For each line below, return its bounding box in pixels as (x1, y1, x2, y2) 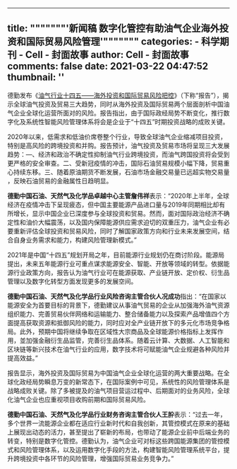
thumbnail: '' (7, 71, 65, 83)
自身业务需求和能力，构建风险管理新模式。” (13, 236, 138, 244)
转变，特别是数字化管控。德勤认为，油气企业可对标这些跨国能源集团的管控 (7, 437, 224, 445)
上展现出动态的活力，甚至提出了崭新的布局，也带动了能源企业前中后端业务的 (7, 427, 230, 436)
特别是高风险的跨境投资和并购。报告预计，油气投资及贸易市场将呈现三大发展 (7, 141, 230, 150)
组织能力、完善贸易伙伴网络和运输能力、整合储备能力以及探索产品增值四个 (7, 310, 224, 318)
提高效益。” (7, 353, 39, 362)
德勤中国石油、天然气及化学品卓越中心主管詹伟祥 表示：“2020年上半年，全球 (7, 191, 229, 200)
